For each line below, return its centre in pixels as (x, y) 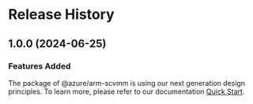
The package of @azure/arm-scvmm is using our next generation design (127, 83)
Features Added (40, 66)
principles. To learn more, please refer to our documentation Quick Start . (126, 91)
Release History (61, 15)
